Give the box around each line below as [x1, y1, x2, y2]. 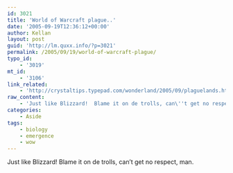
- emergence [19, 132, 54, 139]
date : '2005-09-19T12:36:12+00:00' [7, 23, 110, 30]
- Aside [19, 113, 42, 120]
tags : [7, 119, 23, 127]
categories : [7, 107, 42, 113]
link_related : [7, 81, 49, 88]
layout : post [7, 36, 45, 43]
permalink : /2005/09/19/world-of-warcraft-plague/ [7, 49, 157, 56]
